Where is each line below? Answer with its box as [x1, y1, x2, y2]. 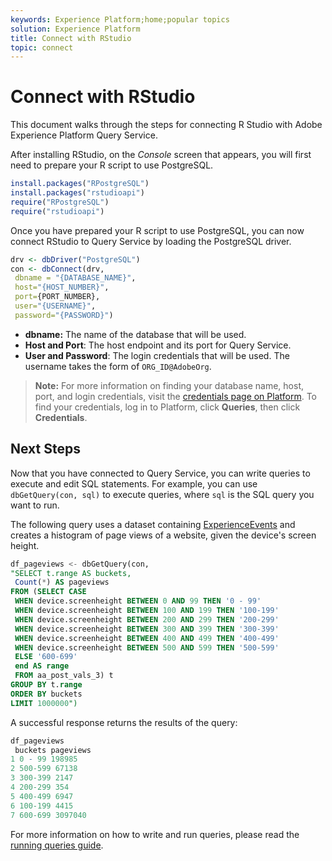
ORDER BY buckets [10, 689, 83, 699]
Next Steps [10, 441, 81, 458]
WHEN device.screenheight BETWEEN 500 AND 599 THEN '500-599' [14, 642, 280, 653]
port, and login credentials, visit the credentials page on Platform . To [34, 390, 317, 402]
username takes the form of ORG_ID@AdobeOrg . [24, 360, 212, 372]
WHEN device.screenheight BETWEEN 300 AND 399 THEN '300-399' [14, 624, 280, 634]
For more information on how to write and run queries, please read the [10, 828, 300, 840]
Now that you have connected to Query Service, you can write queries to [10, 467, 311, 479]
